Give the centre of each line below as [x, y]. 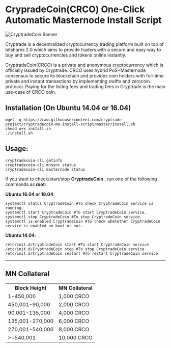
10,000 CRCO [75, 338]
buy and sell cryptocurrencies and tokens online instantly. [66, 55]
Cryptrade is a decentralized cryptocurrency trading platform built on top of [84, 44]
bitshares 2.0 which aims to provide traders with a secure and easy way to [83, 49]
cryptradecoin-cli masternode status [45, 169]
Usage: [17, 149]
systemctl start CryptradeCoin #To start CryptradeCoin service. [76, 212]
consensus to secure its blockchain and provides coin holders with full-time [84, 75]
